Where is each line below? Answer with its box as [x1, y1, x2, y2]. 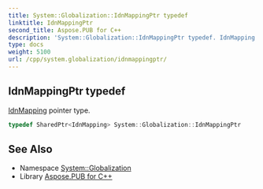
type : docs [8, 41, 44, 49]
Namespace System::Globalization [19, 163, 131, 173]
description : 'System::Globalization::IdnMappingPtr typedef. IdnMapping [8, 33, 256, 42]
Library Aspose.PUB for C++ [19, 172, 113, 181]
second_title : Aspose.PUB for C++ [8, 26, 122, 34]
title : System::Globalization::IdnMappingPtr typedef [8, 11, 189, 20]
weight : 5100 [8, 48, 51, 56]
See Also [8, 143, 53, 156]
